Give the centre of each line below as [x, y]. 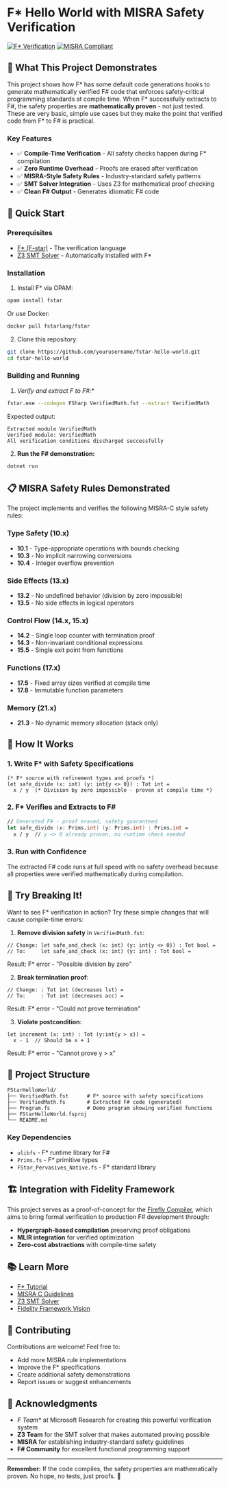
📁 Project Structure [49, 1074]
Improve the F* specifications [59, 1367]
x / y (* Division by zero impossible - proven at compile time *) [113, 790]
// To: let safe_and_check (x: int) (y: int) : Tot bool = [99, 951]
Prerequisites [30, 233]
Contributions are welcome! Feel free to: [64, 1347]
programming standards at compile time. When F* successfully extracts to [112, 99]
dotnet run [23, 466]
